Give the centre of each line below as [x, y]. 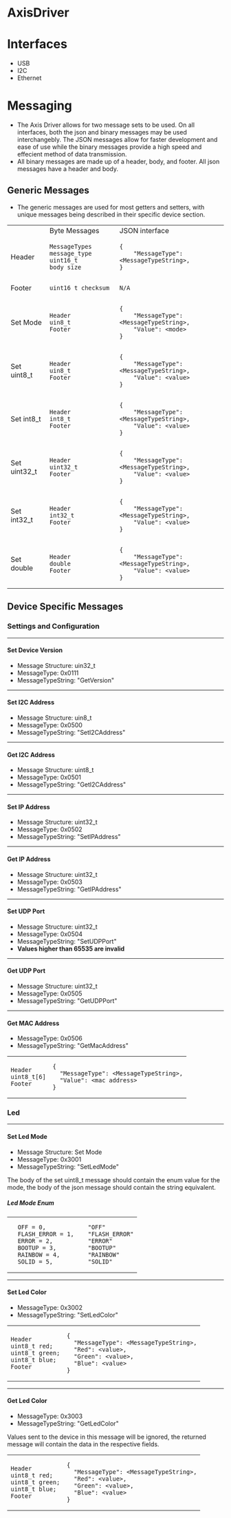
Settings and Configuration [53, 627]
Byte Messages [74, 230]
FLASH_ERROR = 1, [46, 1234]
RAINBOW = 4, [39, 1255]
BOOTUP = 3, [37, 1248]
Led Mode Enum [31, 1203]
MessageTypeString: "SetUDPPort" [67, 941]
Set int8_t [26, 418]
